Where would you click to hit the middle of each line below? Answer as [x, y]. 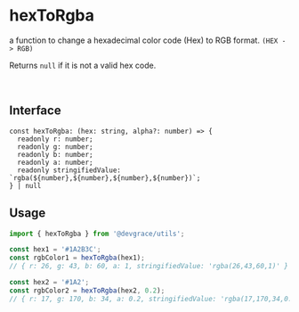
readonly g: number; [55, 147]
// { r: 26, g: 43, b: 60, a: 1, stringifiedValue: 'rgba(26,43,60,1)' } [149, 267]
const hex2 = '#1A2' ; [49, 283]
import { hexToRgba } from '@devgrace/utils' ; [97, 234]
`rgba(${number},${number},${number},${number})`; [105, 178]
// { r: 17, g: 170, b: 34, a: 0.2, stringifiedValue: [113, 299]
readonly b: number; [55, 154]
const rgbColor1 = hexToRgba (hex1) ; [77, 258]
